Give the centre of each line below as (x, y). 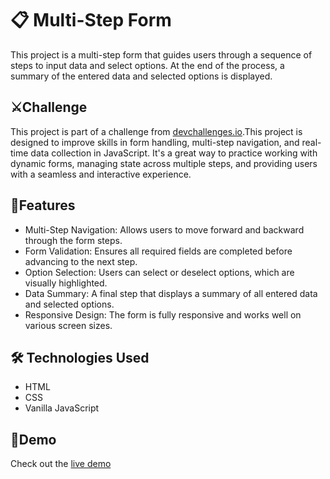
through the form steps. (73, 240)
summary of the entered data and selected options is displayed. (141, 76)
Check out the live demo (61, 464)
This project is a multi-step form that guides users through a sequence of (161, 54)
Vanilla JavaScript (62, 408)
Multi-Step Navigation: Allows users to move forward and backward (164, 229)
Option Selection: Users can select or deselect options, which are (159, 272)
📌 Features (43, 205)
